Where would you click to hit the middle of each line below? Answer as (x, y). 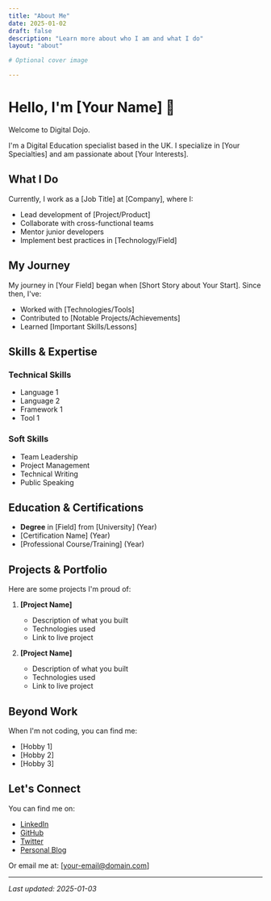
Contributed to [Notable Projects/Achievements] (100, 318)
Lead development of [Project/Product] (85, 214)
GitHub (32, 832)
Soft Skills (29, 439)
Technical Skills (40, 375)
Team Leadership (49, 456)
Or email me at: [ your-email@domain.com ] (79, 865)
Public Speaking (47, 482)
